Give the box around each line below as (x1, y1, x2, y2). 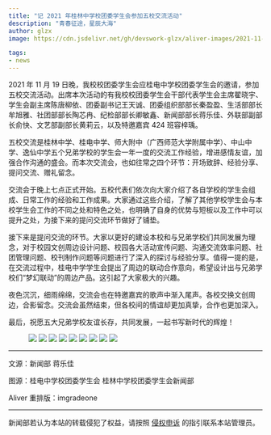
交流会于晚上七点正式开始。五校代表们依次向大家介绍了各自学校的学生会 (8, 185, 248, 194)
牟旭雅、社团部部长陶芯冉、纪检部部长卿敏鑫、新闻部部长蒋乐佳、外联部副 (8, 110, 256, 120)
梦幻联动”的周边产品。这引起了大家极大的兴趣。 (25, 272, 185, 282)
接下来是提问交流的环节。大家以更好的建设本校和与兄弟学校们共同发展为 (8, 232, 248, 242)
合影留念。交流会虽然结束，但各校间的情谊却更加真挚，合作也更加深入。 (22, 300, 263, 310)
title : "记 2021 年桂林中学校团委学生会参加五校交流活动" (8, 11, 183, 20)
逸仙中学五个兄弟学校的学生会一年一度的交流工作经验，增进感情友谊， (22, 147, 256, 157)
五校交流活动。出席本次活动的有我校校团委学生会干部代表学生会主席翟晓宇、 (8, 90, 263, 99)
